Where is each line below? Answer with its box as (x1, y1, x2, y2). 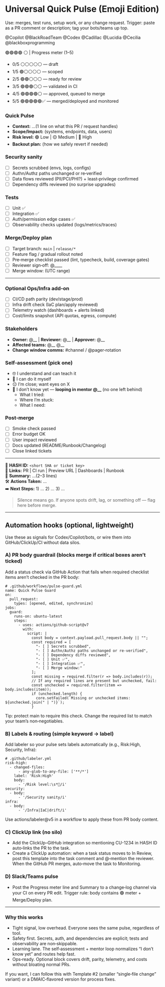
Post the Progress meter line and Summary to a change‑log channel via (12, 884, 157, 890)
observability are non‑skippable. (12, 940, 78, 946)
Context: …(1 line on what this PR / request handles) (12, 123, 118, 129)
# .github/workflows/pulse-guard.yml (5, 584, 82, 589)
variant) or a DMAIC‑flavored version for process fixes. (5, 976, 116, 982)
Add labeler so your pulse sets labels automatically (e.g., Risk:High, (5, 742, 141, 748)
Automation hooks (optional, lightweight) (5, 521, 134, 530)
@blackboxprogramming (5, 39, 55, 45)
